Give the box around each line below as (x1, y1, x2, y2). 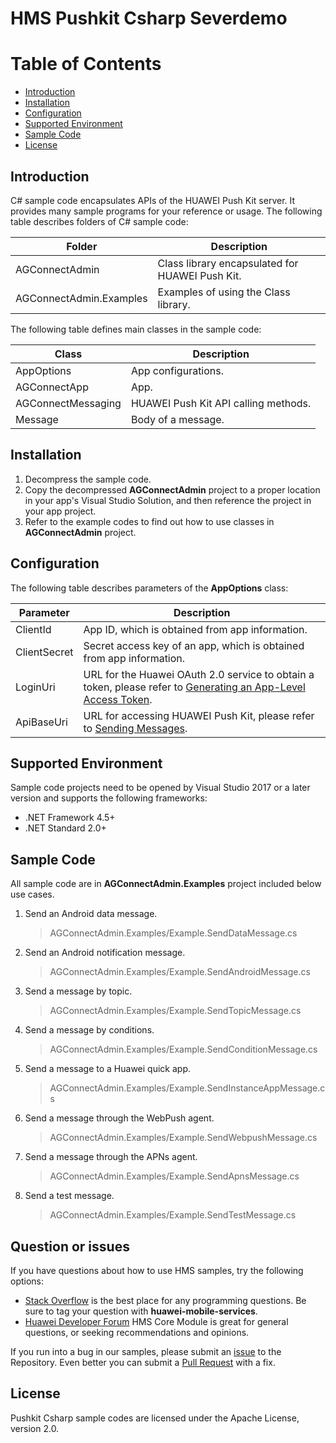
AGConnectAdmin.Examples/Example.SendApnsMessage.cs (49, 1170, 300, 1182)
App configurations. (130, 363, 225, 377)
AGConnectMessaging (15, 396, 122, 410)
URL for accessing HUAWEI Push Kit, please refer (83, 708, 315, 722)
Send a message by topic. (24, 985, 133, 997)
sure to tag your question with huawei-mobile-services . (24, 1305, 258, 1317)
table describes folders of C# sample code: (10, 215, 189, 227)
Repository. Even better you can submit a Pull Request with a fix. (10, 1357, 276, 1368)
